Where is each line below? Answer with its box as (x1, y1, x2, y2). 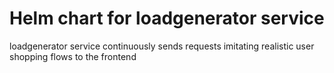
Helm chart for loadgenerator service (9, 7, 325, 30)
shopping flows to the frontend (9, 50, 137, 62)
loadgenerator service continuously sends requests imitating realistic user (9, 40, 315, 52)
